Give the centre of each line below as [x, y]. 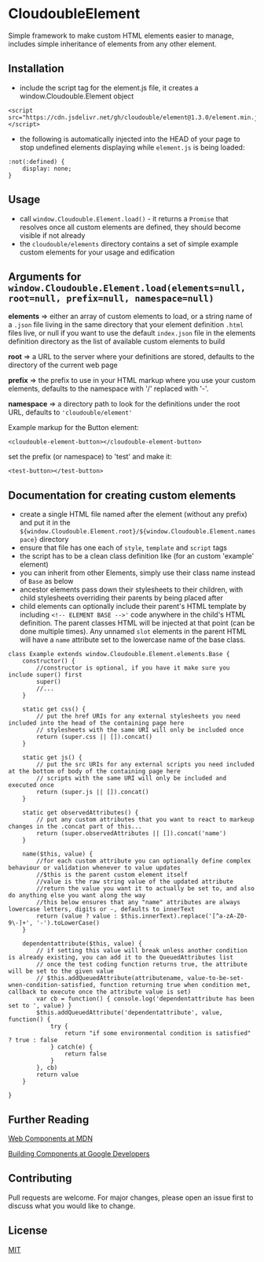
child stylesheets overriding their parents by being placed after [121, 598]
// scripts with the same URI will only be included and [131, 778]
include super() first [45, 675]
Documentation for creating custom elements [122, 495]
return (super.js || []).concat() [93, 792]
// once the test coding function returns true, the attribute [142, 965]
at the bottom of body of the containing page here [94, 772]
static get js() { [52, 758]
